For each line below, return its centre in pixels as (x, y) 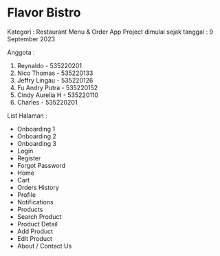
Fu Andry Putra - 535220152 (57, 87)
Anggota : (21, 52)
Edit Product (35, 238)
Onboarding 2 (37, 136)
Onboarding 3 (37, 143)
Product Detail (37, 224)
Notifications (35, 202)
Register (29, 158)
